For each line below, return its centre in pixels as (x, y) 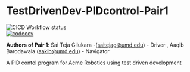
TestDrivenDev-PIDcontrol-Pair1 (87, 11)
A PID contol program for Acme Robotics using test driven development (94, 63)
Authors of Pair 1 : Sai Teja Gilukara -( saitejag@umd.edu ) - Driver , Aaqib (95, 45)
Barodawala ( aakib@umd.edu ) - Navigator (58, 51)
